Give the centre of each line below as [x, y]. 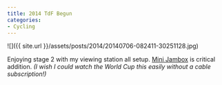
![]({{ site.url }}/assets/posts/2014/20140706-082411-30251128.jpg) [103, 46]
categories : [24, 20]
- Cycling [21, 26]
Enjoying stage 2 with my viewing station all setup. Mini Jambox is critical [111, 59]
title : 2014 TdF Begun [40, 13]
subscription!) [27, 74]
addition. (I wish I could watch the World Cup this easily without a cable [109, 67]
